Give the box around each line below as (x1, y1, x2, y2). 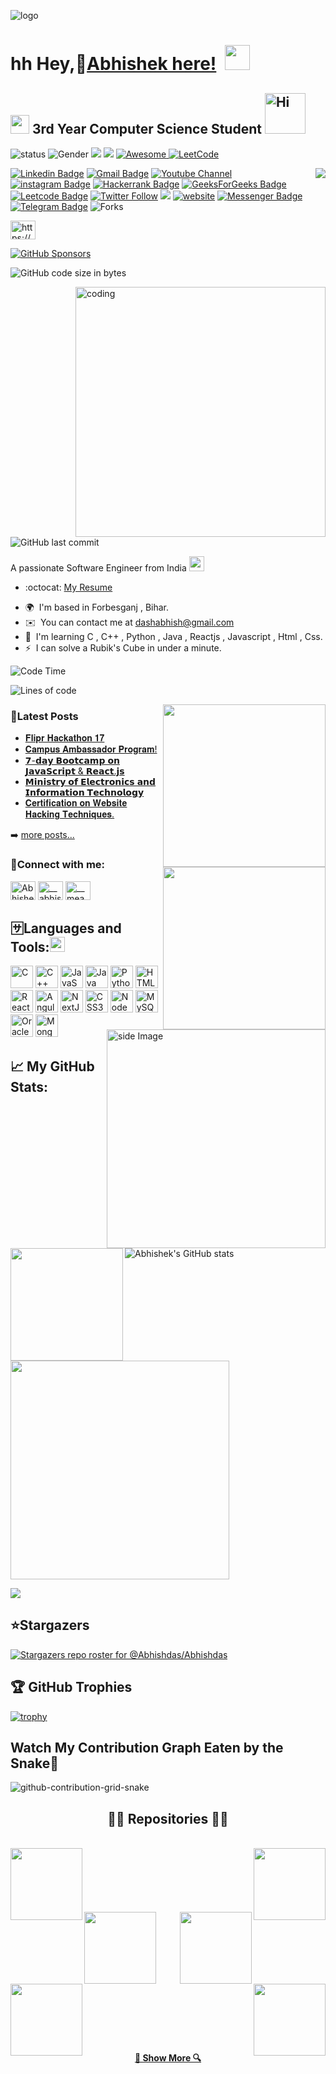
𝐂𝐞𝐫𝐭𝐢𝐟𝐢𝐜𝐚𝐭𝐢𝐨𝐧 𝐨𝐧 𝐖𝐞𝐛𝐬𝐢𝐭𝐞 (24, 797, 128, 809)
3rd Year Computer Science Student (31, 120, 262, 137)
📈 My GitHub (10, 1058, 95, 1075)
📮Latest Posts (10, 709, 79, 723)
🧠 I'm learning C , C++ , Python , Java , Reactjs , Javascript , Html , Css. (24, 631, 323, 642)
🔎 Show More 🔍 (134, 2051, 202, 2064)
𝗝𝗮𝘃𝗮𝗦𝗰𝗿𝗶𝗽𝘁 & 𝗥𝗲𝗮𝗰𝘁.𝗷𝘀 (24, 765, 125, 777)
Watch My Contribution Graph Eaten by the (10, 1740, 284, 1757)
